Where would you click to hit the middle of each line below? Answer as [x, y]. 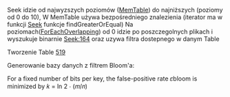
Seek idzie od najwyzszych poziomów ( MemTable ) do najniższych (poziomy [115, 10]
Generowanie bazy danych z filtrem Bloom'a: [71, 65]
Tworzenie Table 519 [36, 52]
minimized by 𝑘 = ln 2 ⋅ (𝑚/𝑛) [48, 86]
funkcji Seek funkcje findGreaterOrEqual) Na [70, 24]
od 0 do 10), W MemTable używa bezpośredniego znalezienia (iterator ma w [115, 17]
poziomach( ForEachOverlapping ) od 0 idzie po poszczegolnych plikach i [110, 31]
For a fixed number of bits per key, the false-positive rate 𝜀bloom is [102, 79]
